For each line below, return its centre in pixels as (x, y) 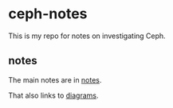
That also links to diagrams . (53, 95)
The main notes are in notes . (55, 79)
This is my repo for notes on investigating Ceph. (87, 36)
